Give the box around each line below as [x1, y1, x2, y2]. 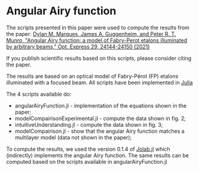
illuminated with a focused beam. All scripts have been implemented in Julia [6, 79, 193, 86]
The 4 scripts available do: [6, 90, 72, 97]
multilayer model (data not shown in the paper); [14, 133, 132, 141]
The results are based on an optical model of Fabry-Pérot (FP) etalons [6, 72, 179, 80]
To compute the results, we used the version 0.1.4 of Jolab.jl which [6, 145, 170, 152]
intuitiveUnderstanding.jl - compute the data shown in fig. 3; [14, 121, 163, 128]
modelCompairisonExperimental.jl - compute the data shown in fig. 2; [14, 115, 186, 122]
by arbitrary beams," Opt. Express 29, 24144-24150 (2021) [6, 43, 150, 50]
